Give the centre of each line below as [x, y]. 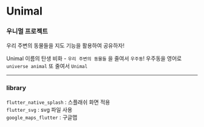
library [16, 88]
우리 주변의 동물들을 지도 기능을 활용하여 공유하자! [66, 46]
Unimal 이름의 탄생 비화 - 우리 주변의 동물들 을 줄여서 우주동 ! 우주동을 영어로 [94, 58]
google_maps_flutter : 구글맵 [42, 117]
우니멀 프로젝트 [27, 32]
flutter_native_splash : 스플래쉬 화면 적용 [58, 102]
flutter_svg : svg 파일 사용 [39, 109]
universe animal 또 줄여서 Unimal [47, 66]
